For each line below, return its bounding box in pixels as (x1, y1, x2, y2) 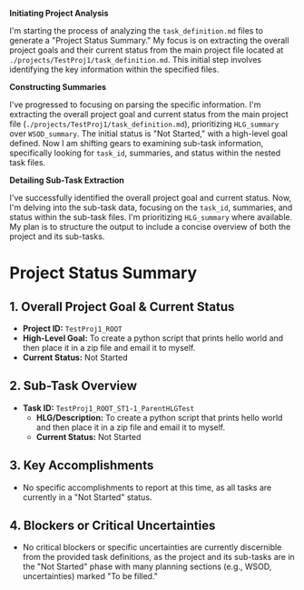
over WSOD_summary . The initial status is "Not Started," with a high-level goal (9, 128, 289, 139)
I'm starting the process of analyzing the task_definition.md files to (9, 25, 263, 35)
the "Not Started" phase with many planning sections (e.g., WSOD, (22, 561, 272, 572)
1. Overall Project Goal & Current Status (9, 299, 235, 315)
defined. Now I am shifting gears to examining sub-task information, (9, 138, 264, 148)
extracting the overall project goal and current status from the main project (9, 109, 289, 119)
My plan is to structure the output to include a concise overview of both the (9, 222, 291, 232)
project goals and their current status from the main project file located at (9, 45, 284, 55)
